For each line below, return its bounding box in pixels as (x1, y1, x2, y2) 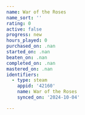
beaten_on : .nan (6, 54, 47, 61)
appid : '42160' (17, 83, 56, 89)
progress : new (6, 32, 42, 38)
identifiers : (6, 72, 39, 78)
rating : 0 (6, 20, 32, 26)
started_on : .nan (6, 49, 50, 55)
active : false (6, 26, 42, 32)
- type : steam (12, 77, 47, 83)
